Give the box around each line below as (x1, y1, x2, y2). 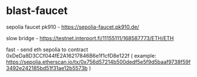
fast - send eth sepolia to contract (6, 45, 89, 53)
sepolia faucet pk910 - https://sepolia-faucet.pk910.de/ (6, 23, 140, 30)
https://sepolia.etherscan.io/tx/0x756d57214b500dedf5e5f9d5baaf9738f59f (6, 58, 191, 65)
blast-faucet (6, 4, 68, 17)
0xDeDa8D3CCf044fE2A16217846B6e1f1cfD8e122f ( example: (6, 52, 157, 59)
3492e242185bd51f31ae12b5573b (6, 64, 88, 71)
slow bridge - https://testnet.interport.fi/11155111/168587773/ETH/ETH (6, 34, 174, 41)
